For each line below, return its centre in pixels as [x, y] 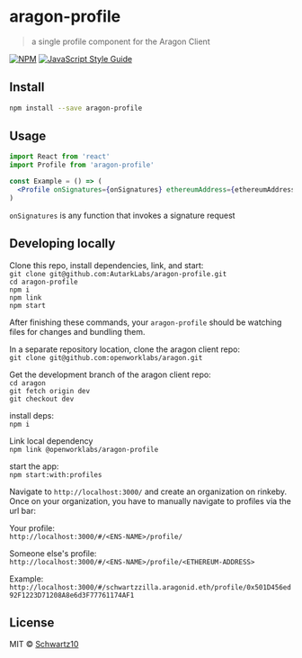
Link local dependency [51, 441]
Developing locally [62, 243]
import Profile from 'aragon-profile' [82, 165]
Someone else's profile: [53, 553]
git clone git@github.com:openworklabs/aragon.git [106, 357]
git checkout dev [42, 399]
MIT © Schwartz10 [44, 644]
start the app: [34, 466]
